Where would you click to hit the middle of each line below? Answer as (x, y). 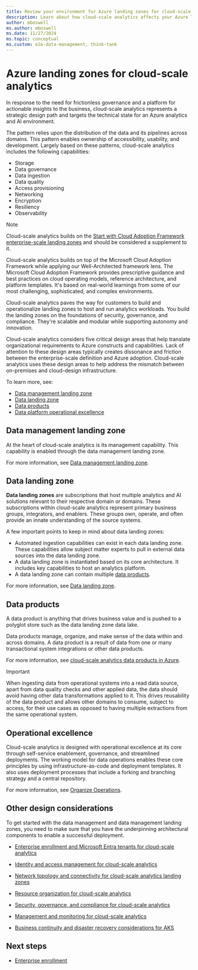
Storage (24, 163)
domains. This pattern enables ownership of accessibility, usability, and (93, 139)
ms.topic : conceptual (33, 39)
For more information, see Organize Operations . (64, 790)
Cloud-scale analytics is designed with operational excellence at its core (94, 747)
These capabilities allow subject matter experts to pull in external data (100, 550)
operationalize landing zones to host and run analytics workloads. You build (98, 309)
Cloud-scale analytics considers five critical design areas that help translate (98, 339)
